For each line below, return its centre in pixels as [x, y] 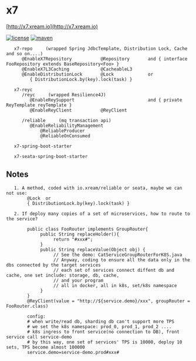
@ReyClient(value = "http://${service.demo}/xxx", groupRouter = [109, 301]
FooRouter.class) [27, 306]
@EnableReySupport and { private [106, 100]
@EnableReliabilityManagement [67, 126]
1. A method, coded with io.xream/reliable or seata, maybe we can [98, 188]
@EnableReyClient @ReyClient [78, 110]
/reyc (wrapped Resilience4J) [64, 95]
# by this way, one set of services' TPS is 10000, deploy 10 [105, 342]
